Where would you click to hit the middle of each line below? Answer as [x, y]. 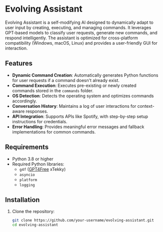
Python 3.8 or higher [33, 159]
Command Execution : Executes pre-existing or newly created [74, 85]
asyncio [27, 175]
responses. [37, 111]
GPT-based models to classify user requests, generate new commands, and [81, 33]
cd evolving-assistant [35, 225]
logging [27, 185]
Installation [22, 200]
